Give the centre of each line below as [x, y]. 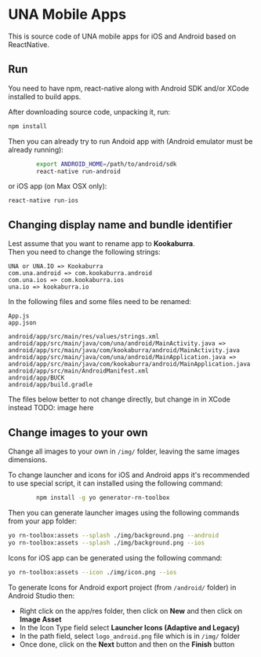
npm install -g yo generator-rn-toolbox [103, 497]
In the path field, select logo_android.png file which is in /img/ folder [130, 636]
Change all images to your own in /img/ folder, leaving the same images [124, 451]
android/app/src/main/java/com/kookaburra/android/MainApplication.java [129, 364]
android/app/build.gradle [50, 385]
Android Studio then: [42, 596]
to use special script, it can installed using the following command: [116, 483]
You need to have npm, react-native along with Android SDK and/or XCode [129, 88]
